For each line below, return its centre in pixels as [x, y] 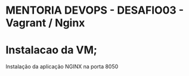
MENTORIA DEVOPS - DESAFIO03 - [95, 10]
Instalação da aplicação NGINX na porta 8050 [62, 66]
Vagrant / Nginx [45, 23]
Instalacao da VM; [52, 50]
